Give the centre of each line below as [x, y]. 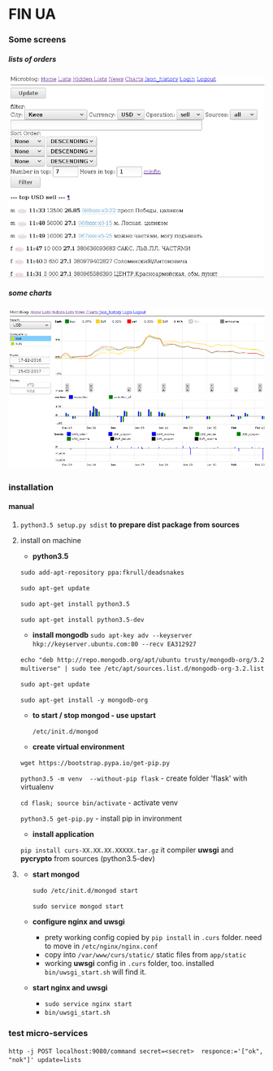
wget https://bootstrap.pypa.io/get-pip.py [95, 763]
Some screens [37, 40]
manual [22, 507]
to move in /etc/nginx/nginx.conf [101, 946]
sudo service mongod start [78, 906]
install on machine [50, 540]
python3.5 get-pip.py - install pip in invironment [101, 818]
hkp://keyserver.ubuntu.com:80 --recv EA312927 [114, 644]
